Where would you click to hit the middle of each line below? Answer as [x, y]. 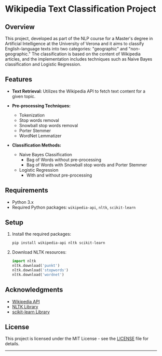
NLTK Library [25, 307]
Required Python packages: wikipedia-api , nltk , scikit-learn [74, 207]
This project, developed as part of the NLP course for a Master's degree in [79, 38]
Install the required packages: [41, 234]
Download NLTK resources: [39, 252]
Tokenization [32, 115]
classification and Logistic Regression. [43, 64]
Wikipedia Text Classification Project [81, 9]
